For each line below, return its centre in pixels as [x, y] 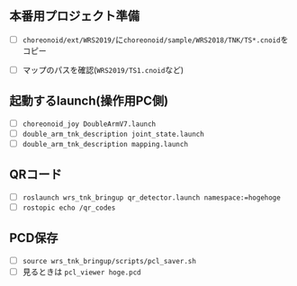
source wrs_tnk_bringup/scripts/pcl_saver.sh [109, 261]
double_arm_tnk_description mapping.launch [105, 144]
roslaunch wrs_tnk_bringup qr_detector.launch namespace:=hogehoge [151, 197]
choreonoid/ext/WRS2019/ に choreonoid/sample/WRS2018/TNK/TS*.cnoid [151, 40]
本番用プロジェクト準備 [74, 16]
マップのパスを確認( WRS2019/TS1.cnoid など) [103, 69]
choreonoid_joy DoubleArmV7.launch [89, 124]
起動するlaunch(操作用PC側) [89, 101]
